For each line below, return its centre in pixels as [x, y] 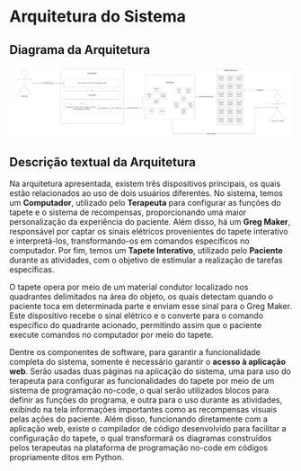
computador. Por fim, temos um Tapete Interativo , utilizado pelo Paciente [146, 251]
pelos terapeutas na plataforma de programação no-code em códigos [138, 448]
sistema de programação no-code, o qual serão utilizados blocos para [139, 391]
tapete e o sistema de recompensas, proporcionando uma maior [128, 212]
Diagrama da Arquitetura [80, 50]
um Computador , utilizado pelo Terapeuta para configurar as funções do [145, 203]
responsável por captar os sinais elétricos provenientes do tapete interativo [149, 232]
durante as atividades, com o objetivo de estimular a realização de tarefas [146, 260]
